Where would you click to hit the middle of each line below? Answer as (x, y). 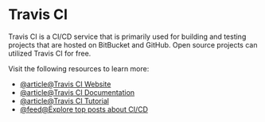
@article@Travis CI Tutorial (64, 101)
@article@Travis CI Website (65, 84)
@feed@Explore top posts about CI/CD (84, 109)
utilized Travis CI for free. (50, 53)
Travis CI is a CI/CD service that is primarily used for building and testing (127, 36)
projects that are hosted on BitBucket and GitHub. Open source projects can (133, 44)
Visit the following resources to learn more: (79, 68)
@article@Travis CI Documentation (77, 92)
